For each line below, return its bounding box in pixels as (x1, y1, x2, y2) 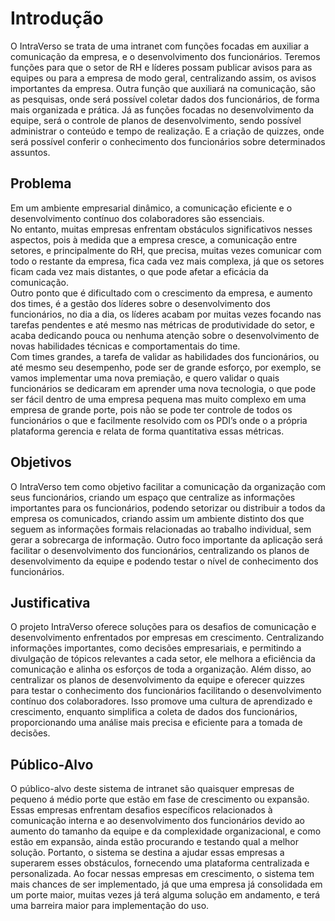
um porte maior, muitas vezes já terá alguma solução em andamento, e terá (10, 889, 321, 901)
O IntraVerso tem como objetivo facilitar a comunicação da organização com (10, 480, 326, 492)
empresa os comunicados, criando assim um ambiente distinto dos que (10, 512, 305, 524)
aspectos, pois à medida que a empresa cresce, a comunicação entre (10, 233, 298, 246)
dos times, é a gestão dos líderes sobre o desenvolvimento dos (10, 297, 271, 309)
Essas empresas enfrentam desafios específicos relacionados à (10, 804, 273, 816)
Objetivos (10, 454, 72, 471)
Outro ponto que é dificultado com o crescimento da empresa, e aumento (10, 287, 313, 299)
